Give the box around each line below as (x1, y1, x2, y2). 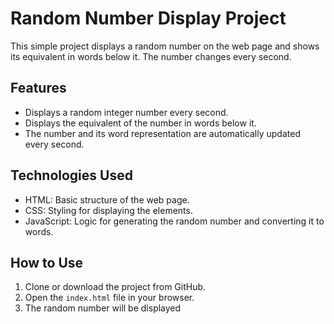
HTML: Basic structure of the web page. (24, 193, 190, 206)
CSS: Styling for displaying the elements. (24, 204, 193, 216)
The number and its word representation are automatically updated (24, 127, 301, 139)
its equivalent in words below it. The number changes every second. (10, 50, 292, 62)
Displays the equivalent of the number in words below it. (24, 117, 257, 129)
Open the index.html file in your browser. (24, 292, 195, 304)
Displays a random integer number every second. (24, 106, 229, 118)
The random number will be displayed (24, 302, 182, 314)
